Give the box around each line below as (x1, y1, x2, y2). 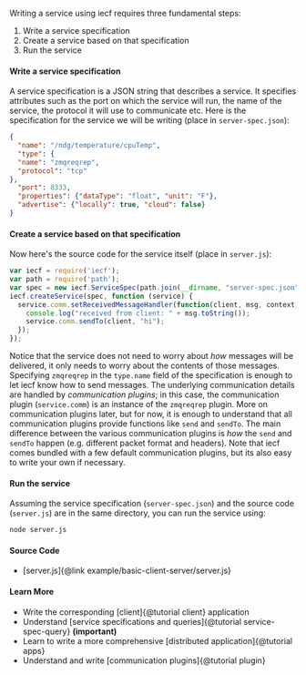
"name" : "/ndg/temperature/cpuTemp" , (17, 141, 161, 150)
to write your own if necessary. (9, 457, 126, 468)
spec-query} (22, 626, 71, 637)
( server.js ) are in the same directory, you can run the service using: (9, 507, 266, 518)
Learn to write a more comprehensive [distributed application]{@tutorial (22, 635, 293, 646)
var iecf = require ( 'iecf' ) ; (9, 266, 120, 276)
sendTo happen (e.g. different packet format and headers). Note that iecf (9, 437, 280, 449)
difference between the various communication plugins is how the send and (9, 428, 292, 439)
